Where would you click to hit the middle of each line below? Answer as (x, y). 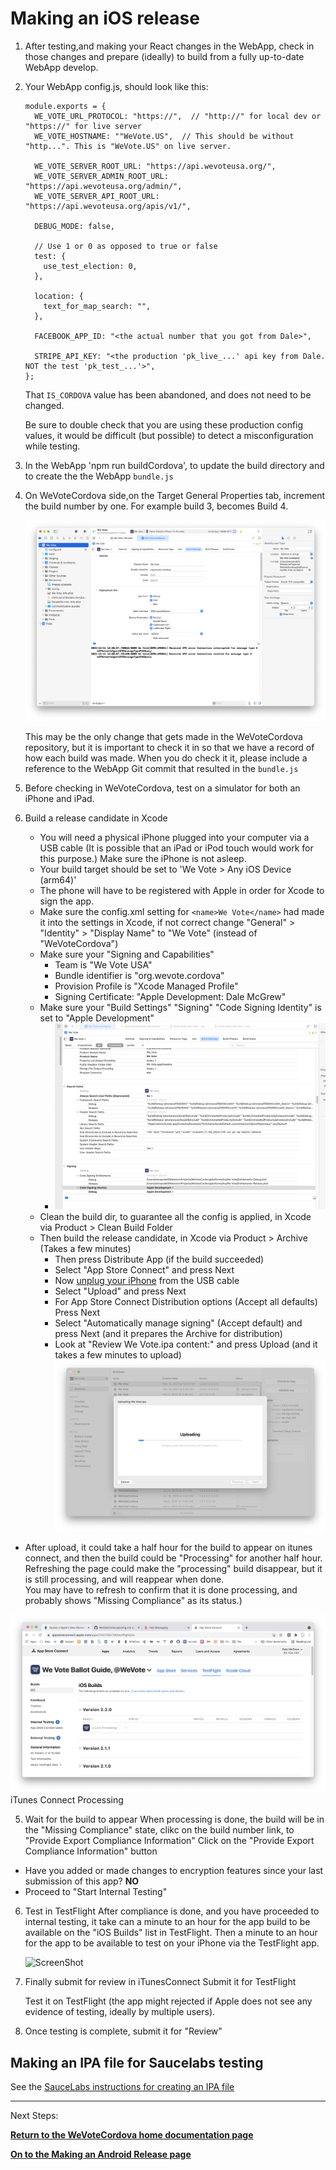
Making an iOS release (105, 18)
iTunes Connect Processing (67, 1800)
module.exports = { (65, 106)
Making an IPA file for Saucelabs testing (137, 2062)
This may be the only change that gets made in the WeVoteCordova (163, 737)
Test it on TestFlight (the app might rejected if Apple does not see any (168, 2001)
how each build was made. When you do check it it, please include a (166, 758)
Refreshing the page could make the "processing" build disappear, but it (173, 1569)
